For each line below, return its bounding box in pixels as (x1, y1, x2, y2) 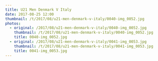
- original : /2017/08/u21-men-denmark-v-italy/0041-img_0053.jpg (9, 39, 147, 44)
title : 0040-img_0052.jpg (14, 35, 68, 40)
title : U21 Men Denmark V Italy (5, 7, 72, 12)
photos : (5, 21, 21, 26)
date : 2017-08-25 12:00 (5, 12, 54, 17)
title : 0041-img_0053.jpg (14, 48, 68, 53)
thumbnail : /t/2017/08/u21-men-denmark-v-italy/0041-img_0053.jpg (14, 44, 154, 49)
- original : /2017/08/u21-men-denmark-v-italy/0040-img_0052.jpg (9, 26, 147, 30)
